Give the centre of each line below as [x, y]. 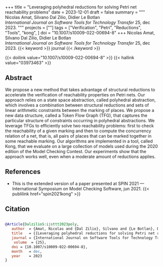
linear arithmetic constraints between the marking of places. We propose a [80, 110]
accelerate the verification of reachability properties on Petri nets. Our [75, 94]
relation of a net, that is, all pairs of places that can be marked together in [78, 136]
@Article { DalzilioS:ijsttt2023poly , [42, 224]
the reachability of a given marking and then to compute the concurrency [78, 131]
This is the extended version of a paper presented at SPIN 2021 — [78, 183]
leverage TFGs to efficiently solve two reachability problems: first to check [80, 126]
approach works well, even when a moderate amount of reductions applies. [81, 157]
